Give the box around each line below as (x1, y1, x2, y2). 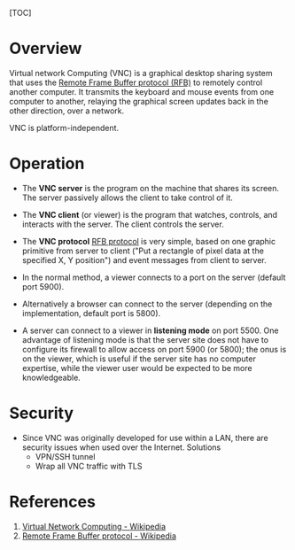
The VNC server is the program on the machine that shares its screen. (21, 182, 280, 193)
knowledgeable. (21, 372, 82, 383)
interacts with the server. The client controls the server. (21, 219, 224, 229)
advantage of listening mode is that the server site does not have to (21, 334, 268, 345)
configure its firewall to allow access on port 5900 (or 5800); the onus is (21, 344, 287, 354)
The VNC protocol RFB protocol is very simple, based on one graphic (21, 236, 276, 246)
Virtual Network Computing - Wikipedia (21, 521, 167, 531)
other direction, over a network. (9, 105, 125, 116)
